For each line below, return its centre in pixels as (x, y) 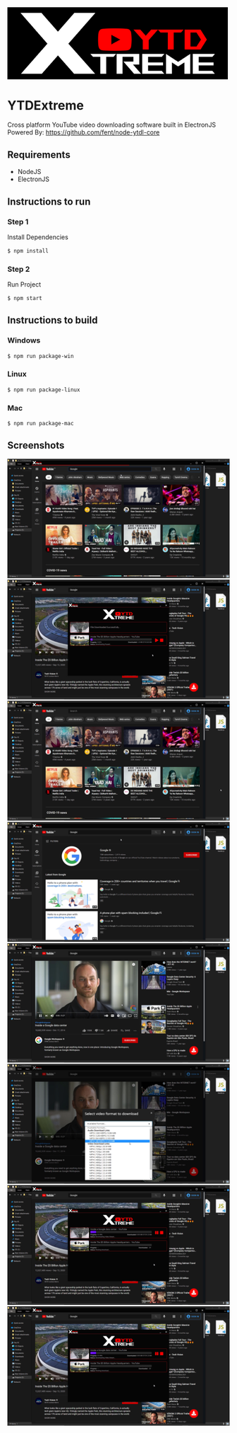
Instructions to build (53, 320)
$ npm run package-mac (41, 424)
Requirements (39, 155)
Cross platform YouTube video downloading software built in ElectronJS (112, 125)
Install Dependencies (38, 237)
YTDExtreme (46, 105)
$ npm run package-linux (44, 390)
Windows (24, 340)
